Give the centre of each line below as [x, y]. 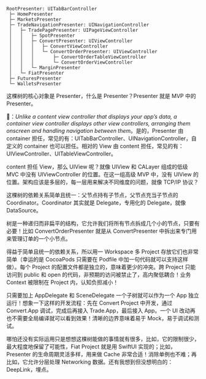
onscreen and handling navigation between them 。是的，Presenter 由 [95, 131]
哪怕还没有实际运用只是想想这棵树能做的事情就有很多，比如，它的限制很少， [103, 339]
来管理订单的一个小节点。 [39, 238]
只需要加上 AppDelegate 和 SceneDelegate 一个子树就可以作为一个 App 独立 [103, 295]
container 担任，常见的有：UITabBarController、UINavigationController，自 [102, 138]
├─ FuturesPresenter [35, 78]
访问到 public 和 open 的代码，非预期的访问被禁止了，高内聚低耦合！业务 [99, 275]
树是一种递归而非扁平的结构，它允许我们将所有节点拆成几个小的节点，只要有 [103, 223]
